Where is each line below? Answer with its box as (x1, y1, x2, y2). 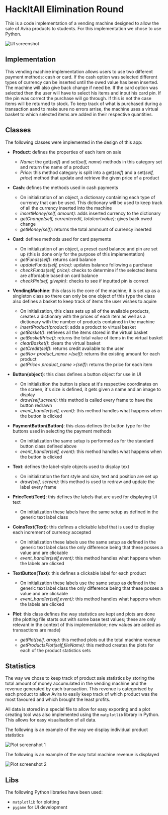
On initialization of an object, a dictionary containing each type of (20, 194, 155, 200)
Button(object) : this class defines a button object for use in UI (12, 371, 142, 377)
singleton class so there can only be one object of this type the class (12, 293, 155, 299)
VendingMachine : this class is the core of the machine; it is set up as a (12, 288, 160, 294)
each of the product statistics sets (20, 647, 91, 653)
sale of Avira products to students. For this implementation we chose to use (5, 25, 162, 31)
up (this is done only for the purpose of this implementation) (20, 251, 145, 257)
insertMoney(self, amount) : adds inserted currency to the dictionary (20, 210, 161, 216)
